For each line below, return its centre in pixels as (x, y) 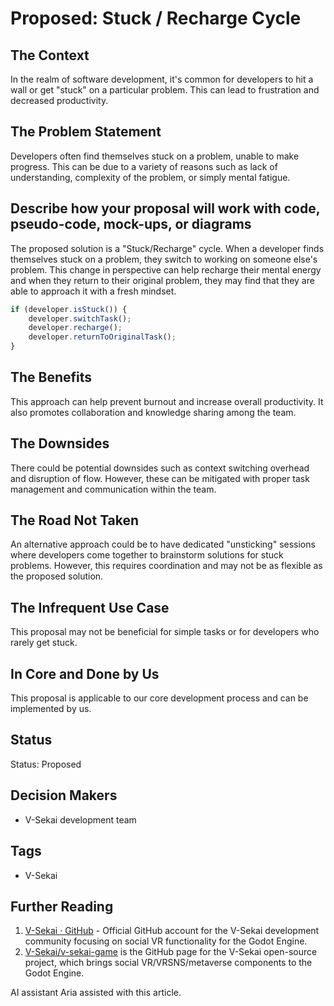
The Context (50, 55)
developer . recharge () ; (75, 328)
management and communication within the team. (113, 489)
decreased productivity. (59, 100)
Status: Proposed (46, 764)
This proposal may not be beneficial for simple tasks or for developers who (165, 632)
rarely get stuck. (44, 643)
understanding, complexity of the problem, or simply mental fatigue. (150, 177)
